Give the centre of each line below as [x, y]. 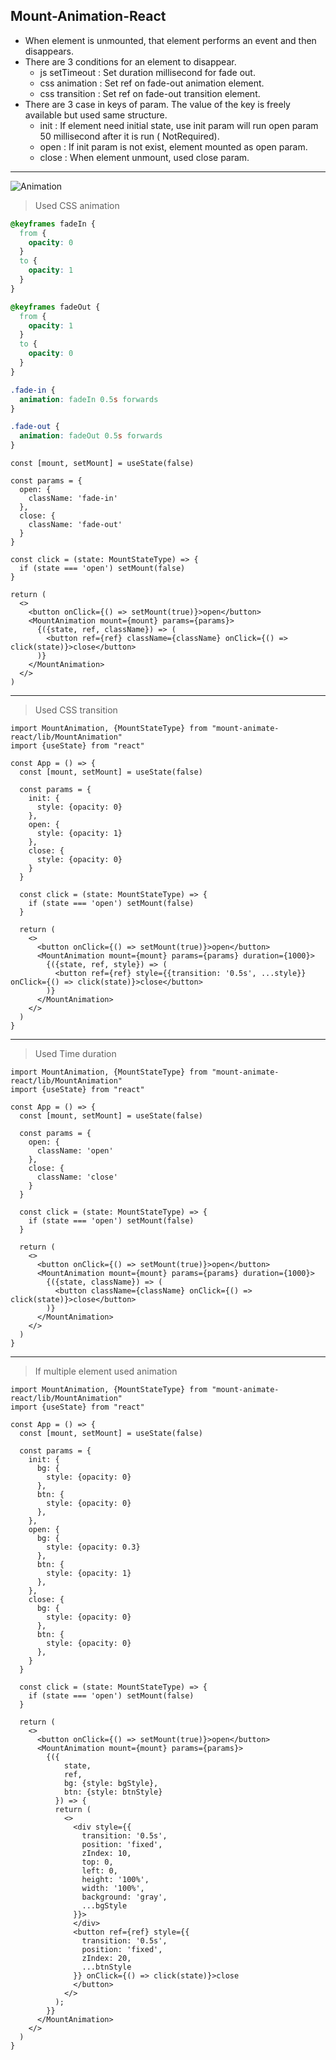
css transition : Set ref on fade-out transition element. [150, 93]
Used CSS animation [77, 205]
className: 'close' [77, 1177]
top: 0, [97, 1862]
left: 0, [99, 1871]
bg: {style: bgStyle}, [111, 1784]
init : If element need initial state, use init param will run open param [179, 125]
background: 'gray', [124, 1897]
